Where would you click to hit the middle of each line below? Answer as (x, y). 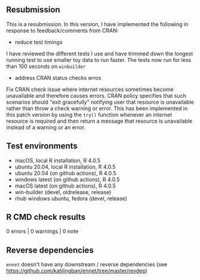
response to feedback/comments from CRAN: (62, 30)
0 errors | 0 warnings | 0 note (42, 231)
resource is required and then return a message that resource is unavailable (99, 121)
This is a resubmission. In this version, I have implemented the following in (97, 24)
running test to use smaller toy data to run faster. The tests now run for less (99, 60)
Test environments (42, 146)
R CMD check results (46, 217)
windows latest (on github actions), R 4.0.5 (67, 179)
